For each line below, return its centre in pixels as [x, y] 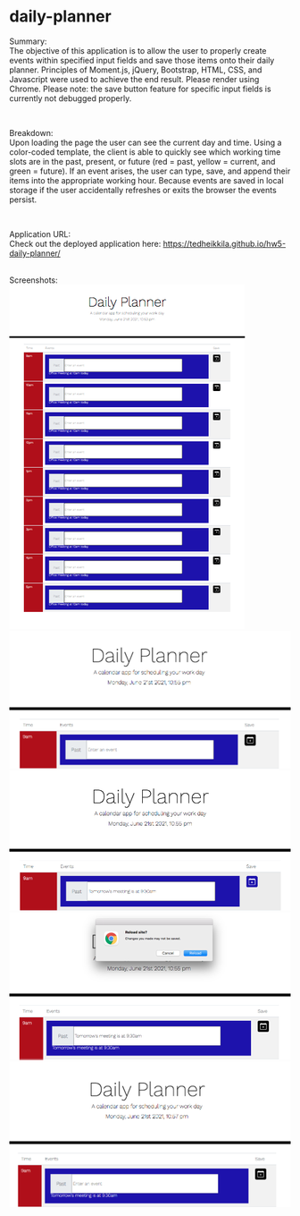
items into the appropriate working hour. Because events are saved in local [146, 180]
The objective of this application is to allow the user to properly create [138, 50]
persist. [23, 200]
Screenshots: [33, 280]
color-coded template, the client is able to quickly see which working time [145, 152]
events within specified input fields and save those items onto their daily [142, 60]
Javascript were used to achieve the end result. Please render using [134, 79]
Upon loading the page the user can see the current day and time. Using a [146, 142]
